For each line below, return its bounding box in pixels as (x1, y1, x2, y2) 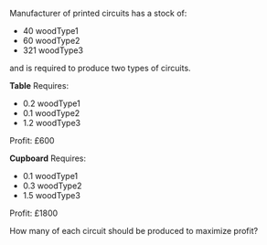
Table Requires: (9, 80, 69, 91)
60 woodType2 (22, 36, 80, 46)
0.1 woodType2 (22, 108, 80, 118)
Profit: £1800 (9, 208, 59, 218)
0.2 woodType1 (22, 98, 80, 109)
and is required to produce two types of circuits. (9, 63, 191, 73)
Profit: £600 (9, 135, 55, 145)
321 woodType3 (22, 45, 84, 56)
